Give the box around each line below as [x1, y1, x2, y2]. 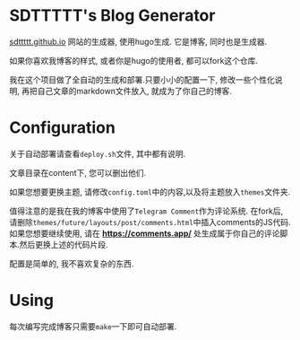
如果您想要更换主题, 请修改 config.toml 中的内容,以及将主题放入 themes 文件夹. [9, 186, 291, 197]
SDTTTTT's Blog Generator [9, 5, 216, 26]
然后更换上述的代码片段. [19, 239, 109, 249]
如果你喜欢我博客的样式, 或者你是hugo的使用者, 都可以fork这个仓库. [9, 55, 258, 65]
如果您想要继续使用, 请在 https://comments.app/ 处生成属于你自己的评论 [9, 228, 280, 239]
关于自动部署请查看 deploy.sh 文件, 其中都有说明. [9, 148, 186, 159]
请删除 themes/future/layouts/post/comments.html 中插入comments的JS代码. [9, 216, 291, 227]
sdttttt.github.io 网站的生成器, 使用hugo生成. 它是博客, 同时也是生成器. [9, 36, 268, 47]
